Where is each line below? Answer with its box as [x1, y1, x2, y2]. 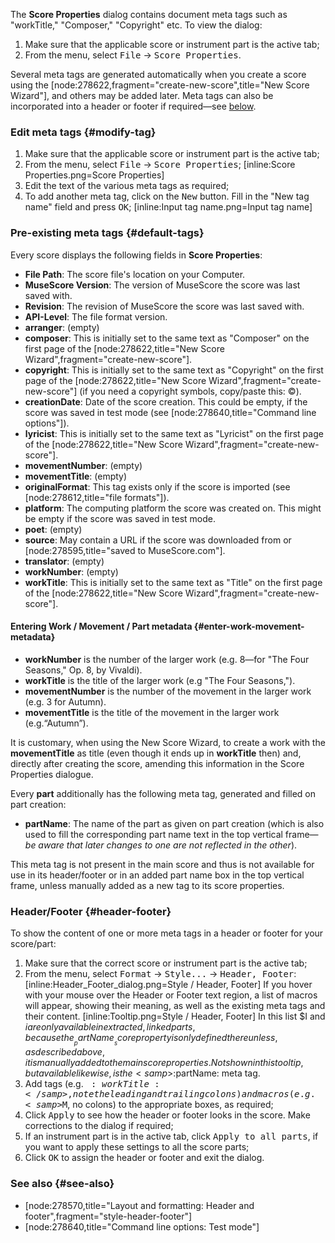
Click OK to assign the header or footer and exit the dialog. [24, 1152, 265, 1164]
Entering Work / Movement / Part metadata [10, 620, 193, 633]
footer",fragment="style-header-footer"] [24, 1210, 193, 1222]
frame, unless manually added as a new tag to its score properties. [10, 879, 285, 891]
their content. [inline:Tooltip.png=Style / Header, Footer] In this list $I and [24, 1010, 326, 1023]
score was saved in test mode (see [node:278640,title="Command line [24, 406, 317, 418]
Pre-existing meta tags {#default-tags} [10, 226, 205, 240]
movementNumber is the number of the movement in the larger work [24, 685, 312, 697]
